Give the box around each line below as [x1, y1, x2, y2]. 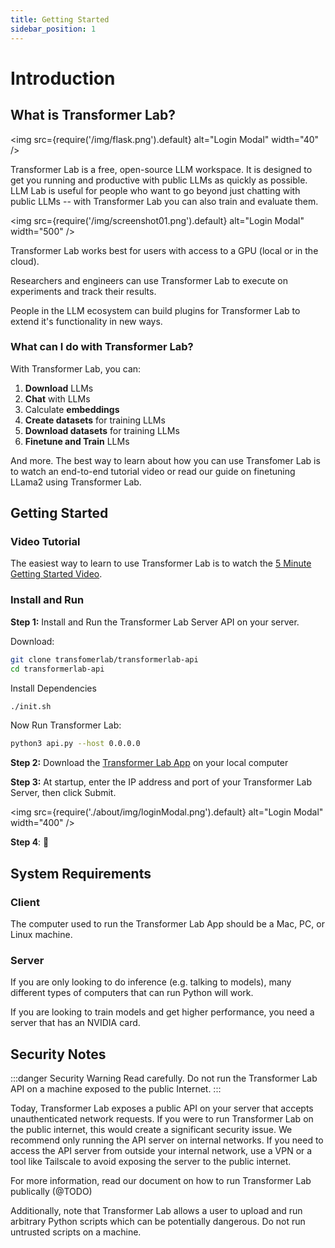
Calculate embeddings [24, 403, 120, 415]
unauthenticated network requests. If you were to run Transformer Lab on [10, 1113, 314, 1125]
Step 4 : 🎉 [10, 836, 50, 848]
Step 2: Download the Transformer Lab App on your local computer [10, 757, 289, 769]
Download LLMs [24, 382, 94, 394]
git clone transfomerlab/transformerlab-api [10, 654, 199, 665]
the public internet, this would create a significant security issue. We [10, 1124, 293, 1136]
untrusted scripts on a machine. [10, 1226, 142, 1238]
